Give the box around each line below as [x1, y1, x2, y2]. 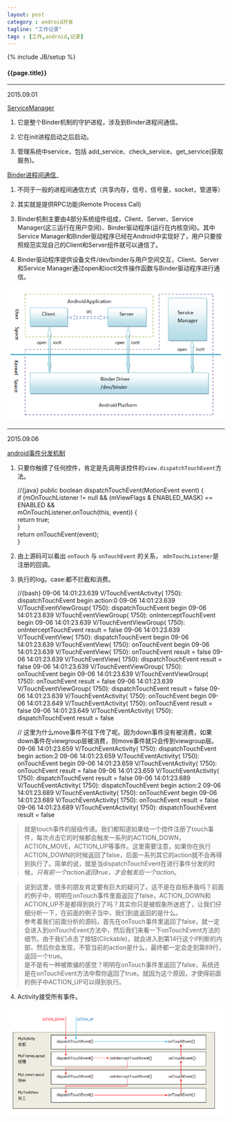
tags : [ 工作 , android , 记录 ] [7, 33, 84, 40]
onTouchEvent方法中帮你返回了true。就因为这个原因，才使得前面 [36, 969, 222, 978]
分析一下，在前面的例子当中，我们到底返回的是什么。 [30, 908, 182, 917]
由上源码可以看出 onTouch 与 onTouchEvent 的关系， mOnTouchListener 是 [17, 552, 220, 560]
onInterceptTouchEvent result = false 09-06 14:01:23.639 [17, 626, 181, 634]
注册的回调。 [17, 560, 54, 568]
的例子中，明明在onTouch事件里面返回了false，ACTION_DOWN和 [23, 891, 211, 899]
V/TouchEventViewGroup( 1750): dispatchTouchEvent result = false [17, 684, 209, 693]
